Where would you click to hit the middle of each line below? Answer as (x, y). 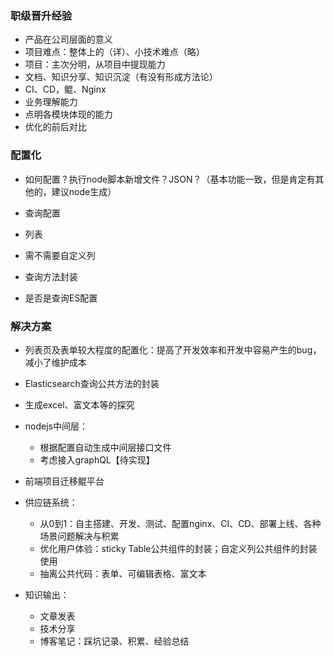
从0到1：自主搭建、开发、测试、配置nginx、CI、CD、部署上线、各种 (180, 523)
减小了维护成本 (55, 362)
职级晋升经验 (41, 15)
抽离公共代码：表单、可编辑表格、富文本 (123, 573)
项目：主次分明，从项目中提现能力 (95, 64)
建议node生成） (84, 191)
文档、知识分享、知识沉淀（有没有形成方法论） (121, 77)
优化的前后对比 (55, 127)
